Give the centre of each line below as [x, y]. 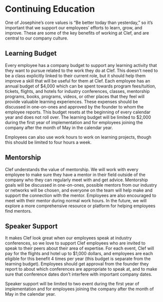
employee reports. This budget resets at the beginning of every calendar [78, 112]
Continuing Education [50, 9]
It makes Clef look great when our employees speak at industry [69, 238]
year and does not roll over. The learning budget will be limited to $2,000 [78, 117]
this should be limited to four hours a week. [48, 142]
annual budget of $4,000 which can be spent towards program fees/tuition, [81, 86]
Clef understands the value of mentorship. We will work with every [72, 169]
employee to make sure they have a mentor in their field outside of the [75, 174]
